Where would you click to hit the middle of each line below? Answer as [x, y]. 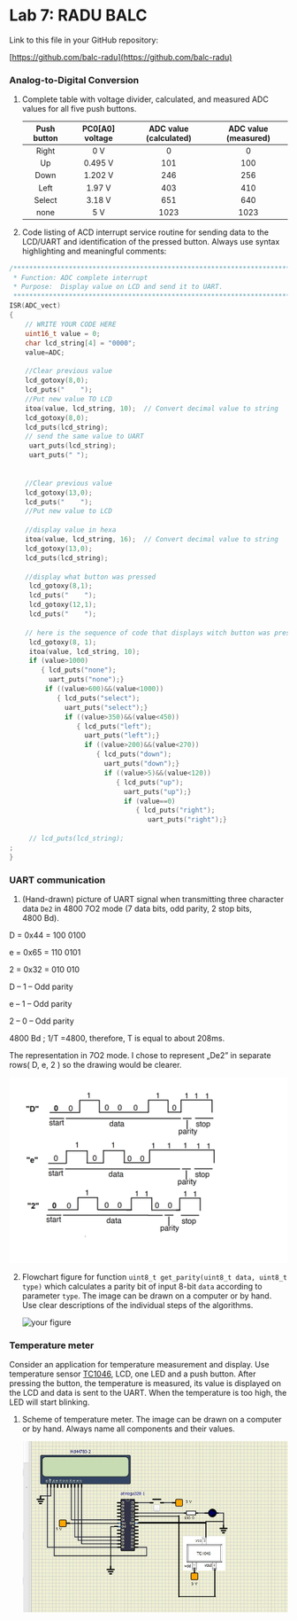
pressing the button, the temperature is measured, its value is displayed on [145, 1383]
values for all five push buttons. [79, 109]
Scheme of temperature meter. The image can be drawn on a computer [152, 1420]
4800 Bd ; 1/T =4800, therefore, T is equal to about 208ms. [117, 1039]
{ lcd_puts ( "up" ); [150, 782]
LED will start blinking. [49, 1402]
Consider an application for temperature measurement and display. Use [139, 1365]
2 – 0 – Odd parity [42, 1021]
